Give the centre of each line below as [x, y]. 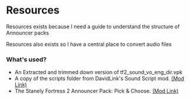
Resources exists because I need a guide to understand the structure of [93, 26]
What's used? [26, 59]
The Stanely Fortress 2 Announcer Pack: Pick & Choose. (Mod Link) [96, 91]
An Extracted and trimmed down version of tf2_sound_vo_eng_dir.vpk [99, 72]
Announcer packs [28, 32]
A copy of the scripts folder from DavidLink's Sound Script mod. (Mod [99, 79]
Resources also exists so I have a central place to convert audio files [89, 44]
